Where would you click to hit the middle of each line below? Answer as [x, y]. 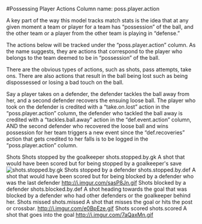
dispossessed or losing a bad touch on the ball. [65, 82]
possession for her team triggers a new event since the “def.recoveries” [96, 133]
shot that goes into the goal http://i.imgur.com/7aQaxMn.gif [80, 215]
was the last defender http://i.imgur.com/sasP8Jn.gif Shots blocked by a [96, 183]
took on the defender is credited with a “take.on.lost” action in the [88, 107]
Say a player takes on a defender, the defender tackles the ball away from [98, 94]
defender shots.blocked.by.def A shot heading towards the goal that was [97, 189]
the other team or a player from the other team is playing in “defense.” [93, 33]
